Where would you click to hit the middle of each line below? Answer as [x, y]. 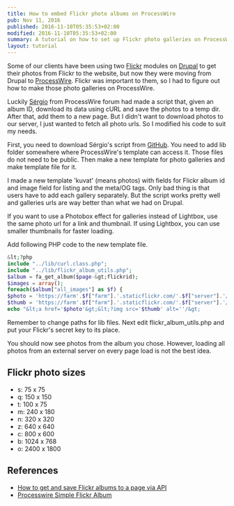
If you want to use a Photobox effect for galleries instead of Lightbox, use [112, 216]
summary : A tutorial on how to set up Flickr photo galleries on [104, 40]
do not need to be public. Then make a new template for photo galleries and [116, 160]
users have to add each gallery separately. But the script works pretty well [114, 195]
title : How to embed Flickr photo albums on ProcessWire [92, 14]
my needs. [22, 131]
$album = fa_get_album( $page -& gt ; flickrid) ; [73, 277]
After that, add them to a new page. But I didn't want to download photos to [116, 116]
